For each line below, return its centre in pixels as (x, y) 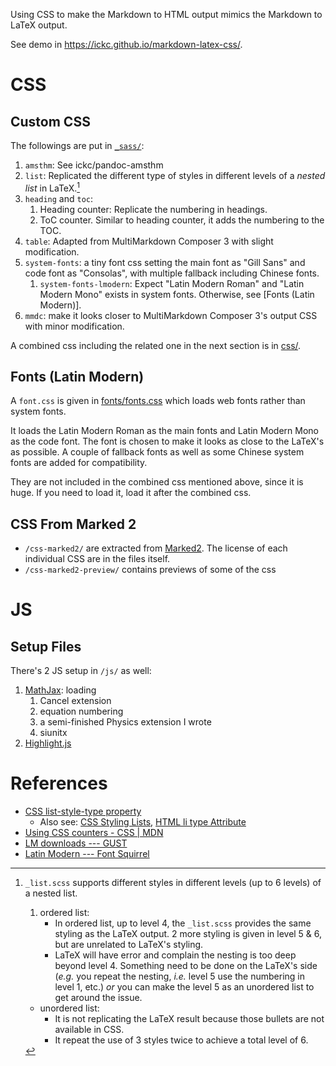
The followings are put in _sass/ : (77, 145)
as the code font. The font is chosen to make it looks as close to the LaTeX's (167, 441)
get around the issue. (98, 998)
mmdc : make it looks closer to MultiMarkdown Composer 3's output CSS (171, 315)
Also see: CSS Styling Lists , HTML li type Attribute (143, 822)
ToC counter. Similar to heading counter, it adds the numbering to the (182, 220)
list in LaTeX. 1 (52, 187)
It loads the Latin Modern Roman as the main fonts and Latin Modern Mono (164, 431)
